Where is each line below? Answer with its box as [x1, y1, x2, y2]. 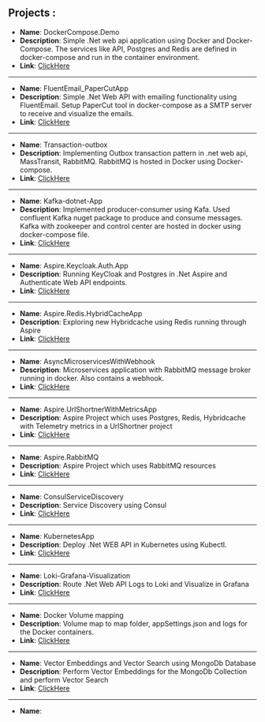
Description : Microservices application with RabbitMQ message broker [19, 365, 251, 374]
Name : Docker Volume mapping [19, 610, 124, 619]
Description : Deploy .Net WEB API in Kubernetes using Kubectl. [19, 540, 227, 549]
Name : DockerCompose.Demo [19, 27, 120, 36]
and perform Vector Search [19, 675, 109, 684]
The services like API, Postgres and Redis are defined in [54, 43, 237, 54]
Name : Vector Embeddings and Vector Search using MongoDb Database [19, 658, 256, 667]
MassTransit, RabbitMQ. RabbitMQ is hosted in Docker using [19, 156, 215, 166]
